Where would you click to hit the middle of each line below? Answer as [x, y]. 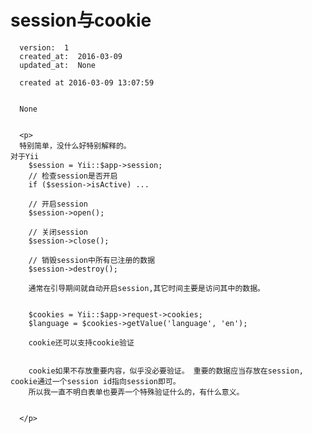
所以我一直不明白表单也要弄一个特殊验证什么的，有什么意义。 [136, 392]
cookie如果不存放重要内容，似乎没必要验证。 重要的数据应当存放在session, [166, 371]
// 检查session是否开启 [73, 176]
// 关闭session [58, 232]
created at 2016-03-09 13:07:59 [87, 82]
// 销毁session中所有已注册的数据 [92, 260]
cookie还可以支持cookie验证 [81, 342]
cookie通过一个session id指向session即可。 [95, 381]
